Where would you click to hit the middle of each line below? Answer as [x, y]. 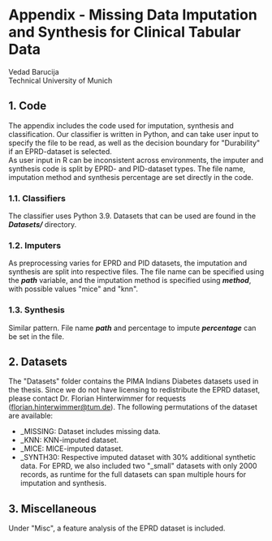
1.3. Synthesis [37, 310]
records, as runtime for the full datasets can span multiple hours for [133, 474]
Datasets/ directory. [43, 225]
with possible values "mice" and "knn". [73, 289]
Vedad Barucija [34, 71]
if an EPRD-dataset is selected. [60, 151]
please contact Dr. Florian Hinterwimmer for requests [97, 398]
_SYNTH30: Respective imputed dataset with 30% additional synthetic [138, 457]
